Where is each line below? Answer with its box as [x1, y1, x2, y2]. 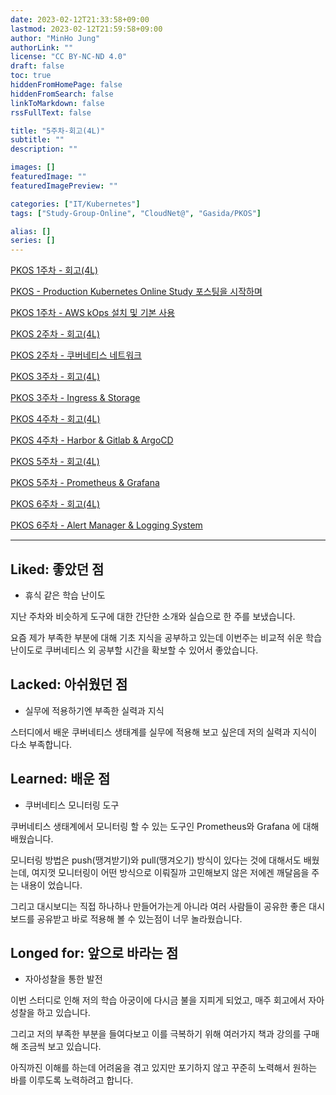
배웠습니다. [10, 832, 54, 845]
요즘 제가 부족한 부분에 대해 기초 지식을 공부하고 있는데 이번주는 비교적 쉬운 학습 [10, 631, 323, 643]
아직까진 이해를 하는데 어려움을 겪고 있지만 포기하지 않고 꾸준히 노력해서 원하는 [10, 1062, 318, 1074]
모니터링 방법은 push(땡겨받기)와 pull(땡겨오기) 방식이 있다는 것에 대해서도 [10, 854, 302, 866]
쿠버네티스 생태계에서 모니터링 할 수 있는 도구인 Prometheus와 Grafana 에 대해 [10, 820, 320, 832]
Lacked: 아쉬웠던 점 [10, 676, 128, 693]
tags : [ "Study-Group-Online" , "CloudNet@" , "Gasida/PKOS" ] [10, 208, 262, 218]
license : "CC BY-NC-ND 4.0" [10, 52, 128, 62]
